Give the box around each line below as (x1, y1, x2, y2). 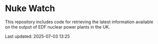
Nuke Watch (5, 3, 56, 14)
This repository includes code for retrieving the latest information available (5, 19, 154, 25)
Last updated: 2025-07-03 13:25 (5, 33, 70, 39)
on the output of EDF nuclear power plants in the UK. (5, 24, 110, 29)
